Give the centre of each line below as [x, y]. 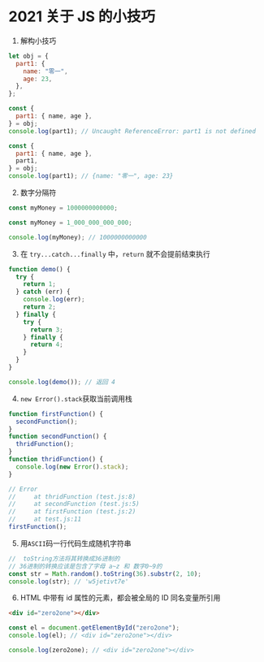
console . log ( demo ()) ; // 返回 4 [62, 382]
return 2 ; [40, 307]
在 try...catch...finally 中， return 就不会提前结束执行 [115, 253]
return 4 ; [46, 345]
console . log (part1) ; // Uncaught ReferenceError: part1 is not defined [132, 131]
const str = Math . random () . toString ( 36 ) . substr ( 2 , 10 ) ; [105, 573]
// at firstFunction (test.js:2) [72, 512]
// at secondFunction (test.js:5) [74, 504]
